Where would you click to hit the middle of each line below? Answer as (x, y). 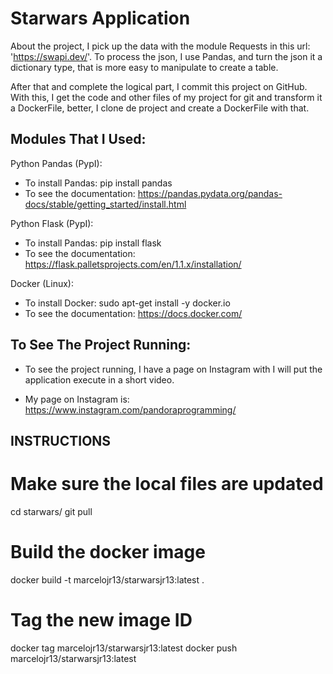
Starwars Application (100, 18)
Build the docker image (108, 552)
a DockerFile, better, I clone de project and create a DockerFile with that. (160, 108)
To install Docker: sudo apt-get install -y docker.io (127, 303)
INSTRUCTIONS (61, 440)
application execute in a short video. (99, 379)
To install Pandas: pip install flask (93, 243)
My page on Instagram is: (77, 399)
